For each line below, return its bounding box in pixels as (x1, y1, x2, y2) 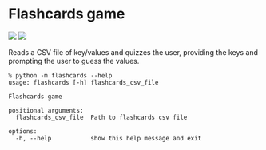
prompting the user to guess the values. (8, 56, 140, 65)
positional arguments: (8, 106, 84, 114)
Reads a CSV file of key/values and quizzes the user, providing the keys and (8, 47, 258, 57)
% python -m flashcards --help (8, 71, 113, 80)
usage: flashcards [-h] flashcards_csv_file (8, 78, 159, 86)
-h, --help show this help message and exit (15, 134, 202, 142)
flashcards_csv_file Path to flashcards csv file (15, 113, 188, 121)
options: (8, 127, 38, 136)
